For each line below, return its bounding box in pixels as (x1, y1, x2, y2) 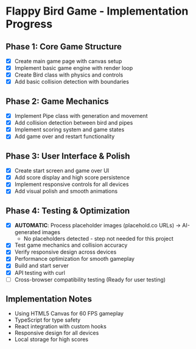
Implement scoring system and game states (14, 126, 125, 133)
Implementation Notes (5, 294, 93, 305)
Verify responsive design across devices (14, 248, 117, 256)
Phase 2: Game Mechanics (5, 96, 109, 106)
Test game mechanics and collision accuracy (14, 241, 128, 249)
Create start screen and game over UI (14, 167, 110, 174)
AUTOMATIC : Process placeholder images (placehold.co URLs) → (14, 222, 181, 229)
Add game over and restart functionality (14, 133, 115, 140)
